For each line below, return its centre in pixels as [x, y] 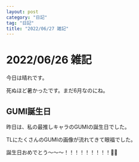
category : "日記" [27, 17]
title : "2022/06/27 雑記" [37, 28]
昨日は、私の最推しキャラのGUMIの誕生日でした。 [68, 127]
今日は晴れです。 [27, 78]
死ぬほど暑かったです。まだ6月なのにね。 [57, 91]
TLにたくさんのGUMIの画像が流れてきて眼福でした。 [71, 139]
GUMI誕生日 [29, 111]
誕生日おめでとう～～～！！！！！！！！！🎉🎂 [62, 152]
